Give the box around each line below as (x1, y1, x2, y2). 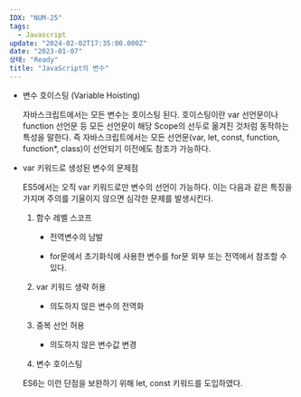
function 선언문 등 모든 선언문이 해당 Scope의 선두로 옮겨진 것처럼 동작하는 (22, 120, 289, 131)
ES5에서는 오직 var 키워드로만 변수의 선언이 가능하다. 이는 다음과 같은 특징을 (22, 181, 293, 192)
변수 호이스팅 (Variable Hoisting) (22, 90, 141, 101)
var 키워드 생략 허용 (35, 281, 107, 292)
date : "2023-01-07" (9, 47, 83, 56)
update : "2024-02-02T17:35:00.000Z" (9, 38, 147, 48)
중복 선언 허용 (35, 319, 85, 331)
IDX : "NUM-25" (9, 13, 63, 23)
